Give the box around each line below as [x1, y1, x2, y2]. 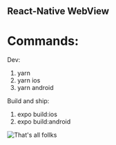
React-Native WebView [7, 5, 109, 17]
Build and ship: [7, 97, 50, 105]
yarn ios [17, 76, 41, 85]
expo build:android [17, 118, 71, 126]
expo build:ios [17, 110, 57, 119]
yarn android [17, 84, 54, 92]
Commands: [7, 33, 79, 49]
